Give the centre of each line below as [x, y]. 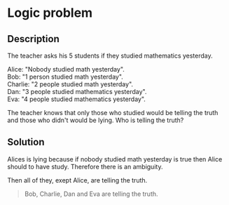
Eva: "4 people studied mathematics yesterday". [76, 99]
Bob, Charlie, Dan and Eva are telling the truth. [91, 194]
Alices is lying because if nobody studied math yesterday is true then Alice [115, 159]
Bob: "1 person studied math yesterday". [65, 77]
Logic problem [50, 13]
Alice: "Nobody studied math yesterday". [66, 69]
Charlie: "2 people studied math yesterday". [70, 84]
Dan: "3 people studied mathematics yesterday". [77, 92]
